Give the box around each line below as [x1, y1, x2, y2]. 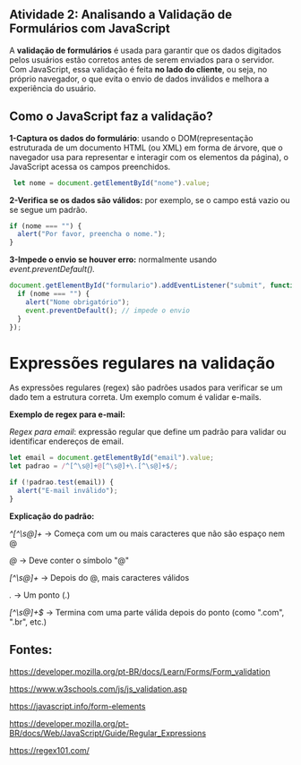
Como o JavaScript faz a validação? [9, 109, 213, 124]
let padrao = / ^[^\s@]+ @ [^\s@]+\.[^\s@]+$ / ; [9, 462, 178, 471]
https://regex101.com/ [9, 744, 90, 755]
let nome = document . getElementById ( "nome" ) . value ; [13, 178, 211, 187]
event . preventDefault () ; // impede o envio [25, 306, 191, 315]
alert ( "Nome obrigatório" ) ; [25, 297, 130, 307]
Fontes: [9, 642, 53, 658]
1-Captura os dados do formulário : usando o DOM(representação [9, 132, 254, 143]
